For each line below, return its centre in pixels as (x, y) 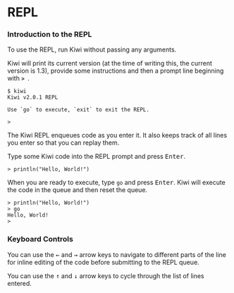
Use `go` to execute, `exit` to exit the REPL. (79, 110)
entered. (19, 283)
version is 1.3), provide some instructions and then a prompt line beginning (116, 71)
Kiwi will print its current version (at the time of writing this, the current (110, 64)
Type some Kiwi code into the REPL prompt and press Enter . (97, 157)
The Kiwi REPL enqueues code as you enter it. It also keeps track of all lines (117, 136)
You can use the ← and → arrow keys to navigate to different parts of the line (117, 254)
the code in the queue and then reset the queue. (78, 190)
